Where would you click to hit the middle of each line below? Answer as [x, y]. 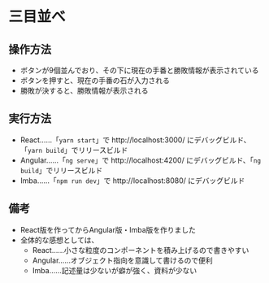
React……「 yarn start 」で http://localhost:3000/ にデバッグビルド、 [135, 140]
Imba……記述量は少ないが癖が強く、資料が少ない [115, 270]
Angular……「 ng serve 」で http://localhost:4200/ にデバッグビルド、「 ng [141, 160]
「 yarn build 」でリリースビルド [74, 150]
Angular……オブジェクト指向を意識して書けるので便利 [122, 260]
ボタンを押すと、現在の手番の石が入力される [95, 81]
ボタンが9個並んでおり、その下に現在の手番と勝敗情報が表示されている [139, 70]
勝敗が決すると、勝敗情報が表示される [84, 91]
